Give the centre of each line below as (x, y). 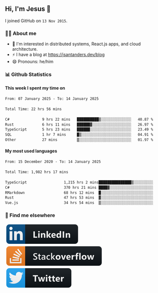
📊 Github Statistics (28, 74)
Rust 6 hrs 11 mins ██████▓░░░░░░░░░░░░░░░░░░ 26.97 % (79, 125)
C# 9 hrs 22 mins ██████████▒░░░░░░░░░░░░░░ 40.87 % (79, 119)
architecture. (25, 49)
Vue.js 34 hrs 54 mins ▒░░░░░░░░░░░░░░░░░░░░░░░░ (79, 203)
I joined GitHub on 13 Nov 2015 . (36, 20)
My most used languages (31, 151)
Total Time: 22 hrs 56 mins (34, 109)
